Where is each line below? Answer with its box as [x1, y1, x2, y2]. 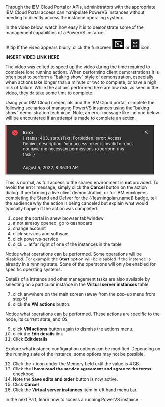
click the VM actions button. [12, 301, 71, 307]
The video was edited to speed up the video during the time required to [5, 64, 150, 70]
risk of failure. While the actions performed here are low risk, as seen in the [5, 85, 159, 90]
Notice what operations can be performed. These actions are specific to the [5, 311, 160, 317]
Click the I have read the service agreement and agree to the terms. [12, 366, 153, 371]
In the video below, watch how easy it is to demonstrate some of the [5, 24, 144, 30]
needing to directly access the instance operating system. [5, 15, 124, 20]
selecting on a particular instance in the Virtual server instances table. [5, 281, 150, 287]
